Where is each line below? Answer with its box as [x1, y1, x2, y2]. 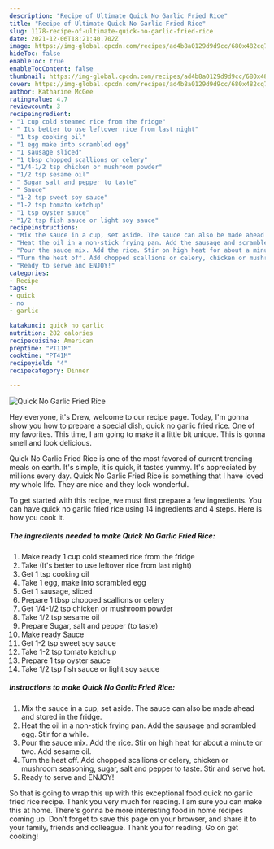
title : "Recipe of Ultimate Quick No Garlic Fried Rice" [9, 20, 207, 28]
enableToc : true [9, 58, 64, 66]
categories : [9, 269, 50, 277]
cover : [9, 80, 32, 88]
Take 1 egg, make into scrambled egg [20, 577, 146, 587]
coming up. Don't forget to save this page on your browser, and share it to [9, 814, 257, 824]
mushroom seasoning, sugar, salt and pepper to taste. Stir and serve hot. [20, 764, 266, 773]
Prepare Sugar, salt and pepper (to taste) [20, 620, 159, 630]
